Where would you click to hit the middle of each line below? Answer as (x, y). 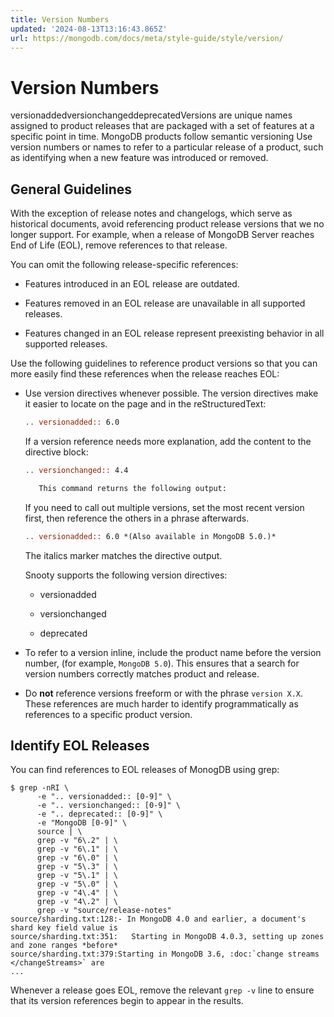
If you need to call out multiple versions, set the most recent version (164, 507)
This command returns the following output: (132, 488)
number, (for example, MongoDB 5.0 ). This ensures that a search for (162, 663)
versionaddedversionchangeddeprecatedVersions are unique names (151, 115)
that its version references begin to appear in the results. (127, 1001)
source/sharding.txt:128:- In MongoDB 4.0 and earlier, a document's (158, 919)
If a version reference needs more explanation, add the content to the (168, 441)
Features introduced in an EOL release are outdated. (132, 284)
